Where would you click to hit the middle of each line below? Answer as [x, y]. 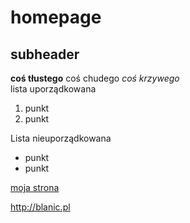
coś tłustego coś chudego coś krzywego [95, 78]
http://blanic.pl [40, 207]
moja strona [35, 187]
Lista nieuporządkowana [61, 138]
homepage [56, 17]
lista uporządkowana [53, 89]
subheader [45, 54]
